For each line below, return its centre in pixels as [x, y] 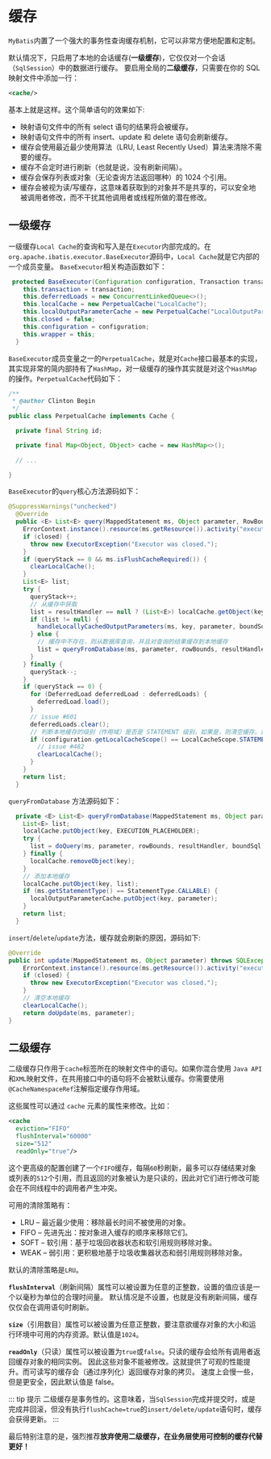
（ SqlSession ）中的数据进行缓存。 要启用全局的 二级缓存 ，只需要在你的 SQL [134, 67]
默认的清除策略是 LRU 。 [46, 1269]
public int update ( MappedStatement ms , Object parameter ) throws [120, 960]
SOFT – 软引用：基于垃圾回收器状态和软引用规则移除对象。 [118, 1242]
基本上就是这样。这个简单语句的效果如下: [77, 109]
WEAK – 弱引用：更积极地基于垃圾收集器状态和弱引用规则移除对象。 [133, 1252]
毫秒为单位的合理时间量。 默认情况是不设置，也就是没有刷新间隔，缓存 [140, 1297]
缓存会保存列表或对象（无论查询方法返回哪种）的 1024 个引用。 [125, 177]
